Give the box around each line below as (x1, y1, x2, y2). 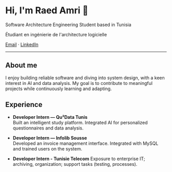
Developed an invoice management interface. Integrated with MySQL (12, 140, 159, 146)
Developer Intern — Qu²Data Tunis (12, 114, 88, 120)
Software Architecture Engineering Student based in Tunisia (5, 21, 132, 28)
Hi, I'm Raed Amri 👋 (5, 5, 89, 16)
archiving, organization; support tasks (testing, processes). (12, 161, 138, 167)
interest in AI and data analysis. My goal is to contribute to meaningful (5, 80, 153, 86)
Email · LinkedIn (5, 41, 38, 48)
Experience (5, 100, 42, 109)
